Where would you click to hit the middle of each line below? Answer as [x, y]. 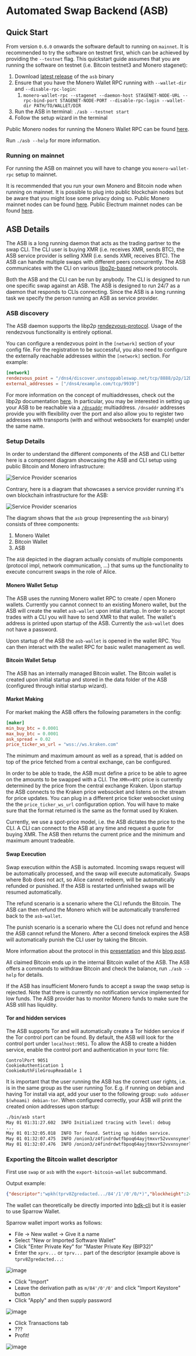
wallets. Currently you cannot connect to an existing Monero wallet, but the [96, 605]
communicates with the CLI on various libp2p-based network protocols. [92, 268]
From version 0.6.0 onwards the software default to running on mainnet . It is [97, 46]
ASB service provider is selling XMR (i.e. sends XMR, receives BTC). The [93, 256]
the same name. [25, 426]
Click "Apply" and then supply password [63, 1300]
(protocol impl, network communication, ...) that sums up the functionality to [97, 565]
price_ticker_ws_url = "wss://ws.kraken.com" [62, 744]
